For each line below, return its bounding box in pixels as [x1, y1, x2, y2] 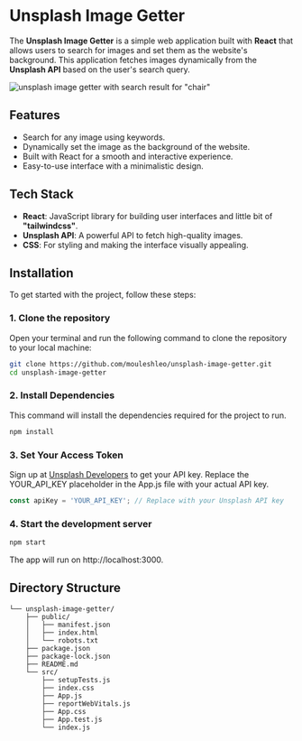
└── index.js [41, 723, 91, 732]
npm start [9, 538, 47, 547]
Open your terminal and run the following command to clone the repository [9, 332, 288, 343]
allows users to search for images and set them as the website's [9, 44, 248, 55]
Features [9, 107, 60, 123]
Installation [9, 265, 74, 281]
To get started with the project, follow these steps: [9, 290, 197, 301]
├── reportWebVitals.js [41, 699, 131, 709]
